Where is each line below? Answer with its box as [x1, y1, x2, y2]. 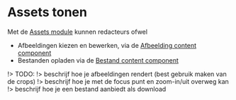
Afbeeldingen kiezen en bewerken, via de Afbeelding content [17, 41, 197, 49]
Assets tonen [7, 4, 87, 20]
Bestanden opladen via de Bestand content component [17, 56, 179, 64]
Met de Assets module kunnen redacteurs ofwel [7, 27, 147, 36]
